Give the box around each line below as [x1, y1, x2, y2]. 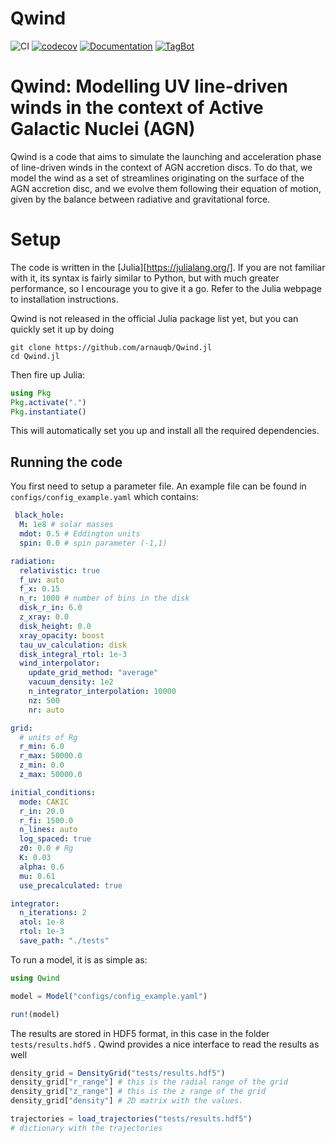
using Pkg [10, 388, 52, 398]
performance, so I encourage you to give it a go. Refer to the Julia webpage [10, 282, 323, 294]
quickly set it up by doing [10, 323, 115, 335]
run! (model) [10, 1009, 60, 1019]
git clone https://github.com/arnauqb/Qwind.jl [10, 342, 213, 352]
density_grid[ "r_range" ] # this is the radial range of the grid [10, 1077, 288, 1087]
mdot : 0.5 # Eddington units [19, 529, 141, 539]
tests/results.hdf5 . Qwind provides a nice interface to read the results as [10, 1038, 320, 1050]
